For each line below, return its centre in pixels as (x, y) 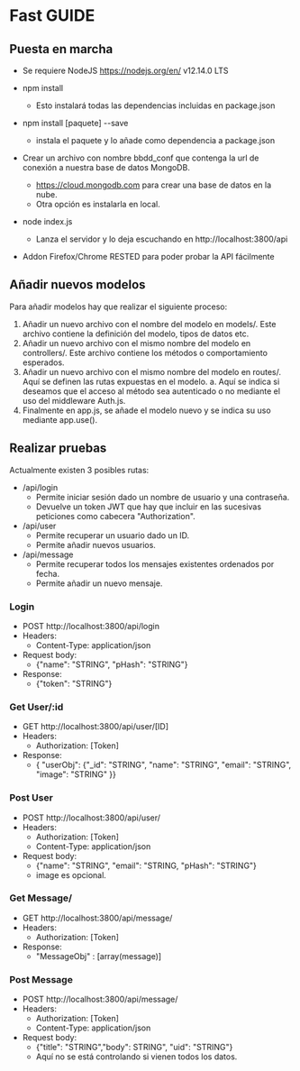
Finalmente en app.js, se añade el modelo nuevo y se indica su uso (147, 410)
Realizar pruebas (58, 449)
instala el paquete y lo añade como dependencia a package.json (155, 140)
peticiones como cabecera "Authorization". (115, 516)
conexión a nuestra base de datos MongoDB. (106, 167)
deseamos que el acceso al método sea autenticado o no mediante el (151, 391)
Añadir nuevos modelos (77, 285)
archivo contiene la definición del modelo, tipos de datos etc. (136, 334)
